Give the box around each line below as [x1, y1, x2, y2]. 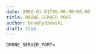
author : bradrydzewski [6, 20, 63, 26]
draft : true [6, 25, 36, 32]
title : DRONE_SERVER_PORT [6, 14, 71, 20]
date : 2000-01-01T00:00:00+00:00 [6, 8, 91, 15]
